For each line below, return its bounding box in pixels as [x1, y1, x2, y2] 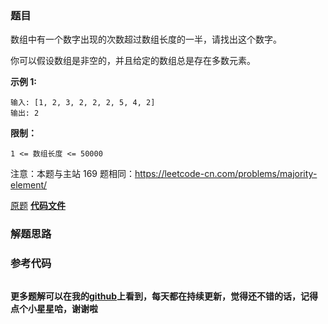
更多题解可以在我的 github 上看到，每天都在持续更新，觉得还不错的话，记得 [10, 290, 319, 302]
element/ [10, 179, 48, 191]
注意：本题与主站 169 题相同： [10, 168, 135, 180]
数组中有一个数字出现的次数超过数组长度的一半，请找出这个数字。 [10, 33, 282, 46]
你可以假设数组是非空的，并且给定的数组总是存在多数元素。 [10, 55, 256, 67]
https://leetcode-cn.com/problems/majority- [134, 168, 318, 180]
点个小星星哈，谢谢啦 [10, 302, 98, 314]
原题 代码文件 [10, 200, 66, 212]
